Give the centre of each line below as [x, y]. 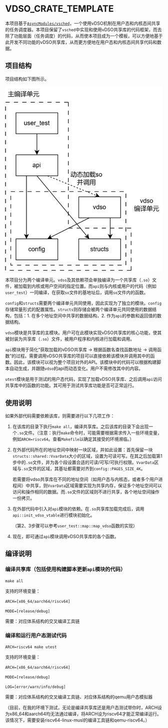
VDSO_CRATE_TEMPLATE [59, 9]
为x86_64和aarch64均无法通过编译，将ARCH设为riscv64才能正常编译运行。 [83, 713]
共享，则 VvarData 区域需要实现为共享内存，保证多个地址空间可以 [96, 485]
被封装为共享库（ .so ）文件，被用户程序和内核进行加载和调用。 [70, 339]
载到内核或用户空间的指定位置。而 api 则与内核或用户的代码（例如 [89, 286]
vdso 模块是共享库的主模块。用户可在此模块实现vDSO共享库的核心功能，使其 [83, 333]
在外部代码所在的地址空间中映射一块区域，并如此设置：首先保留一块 [82, 450]
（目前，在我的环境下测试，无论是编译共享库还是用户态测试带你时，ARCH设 [84, 707]
